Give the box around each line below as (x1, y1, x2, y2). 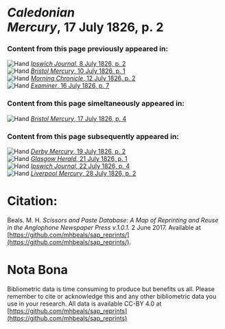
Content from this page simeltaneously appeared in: (7, 98, 185, 108)
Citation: (7, 193, 58, 209)
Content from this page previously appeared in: (7, 44, 168, 54)
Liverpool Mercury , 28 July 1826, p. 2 (30, 169, 137, 178)
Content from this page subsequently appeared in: (7, 131, 180, 141)
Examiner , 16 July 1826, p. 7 (30, 81, 110, 90)
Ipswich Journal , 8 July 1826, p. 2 (30, 60, 126, 68)
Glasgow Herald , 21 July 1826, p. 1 (30, 155, 128, 163)
